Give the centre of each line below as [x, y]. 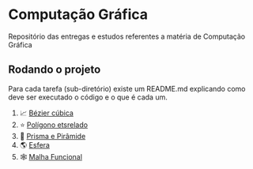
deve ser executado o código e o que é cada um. [88, 97]
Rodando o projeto [55, 70]
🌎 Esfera [34, 145]
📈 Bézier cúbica [46, 113]
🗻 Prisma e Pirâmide [53, 136]
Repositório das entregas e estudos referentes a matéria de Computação [127, 36]
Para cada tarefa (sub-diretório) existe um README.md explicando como [127, 88]
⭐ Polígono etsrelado [54, 125]
